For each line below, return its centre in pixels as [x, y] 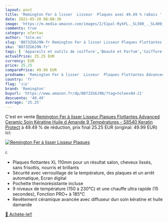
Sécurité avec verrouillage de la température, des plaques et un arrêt [83, 173]
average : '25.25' [23, 103]
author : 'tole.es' [24, 38]
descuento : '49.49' [25, 98]
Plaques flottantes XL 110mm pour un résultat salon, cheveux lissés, [82, 162]
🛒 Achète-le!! [19, 215]
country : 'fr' [20, 79]
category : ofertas [24, 33]
